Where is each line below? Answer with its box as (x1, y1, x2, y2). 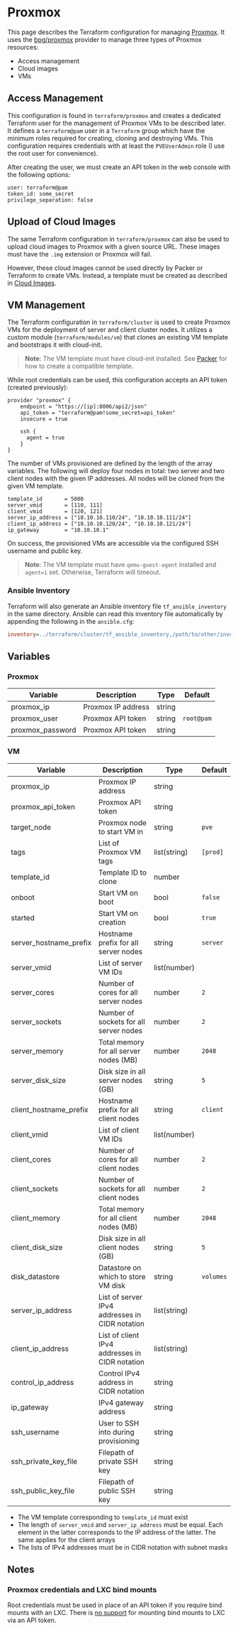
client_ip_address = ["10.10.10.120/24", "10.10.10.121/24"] (7, 520, 192, 528)
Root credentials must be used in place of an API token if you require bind (7, 1601, 222, 1609)
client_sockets (11, 1184, 59, 1194)
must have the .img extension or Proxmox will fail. (7, 249, 152, 258)
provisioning (98, 1436, 140, 1446)
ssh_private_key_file (11, 1456, 78, 1466)
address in (98, 1377, 133, 1387)
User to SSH (98, 1418, 140, 1428)
